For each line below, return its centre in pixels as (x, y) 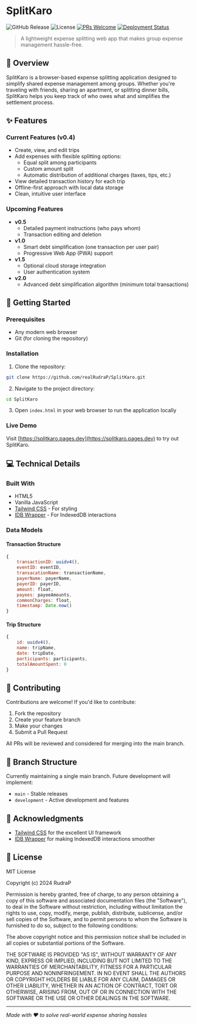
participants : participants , (52, 659)
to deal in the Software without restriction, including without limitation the (94, 907)
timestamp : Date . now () (44, 606)
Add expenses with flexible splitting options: (68, 156)
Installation (23, 353)
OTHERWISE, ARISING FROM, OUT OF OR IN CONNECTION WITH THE (91, 992)
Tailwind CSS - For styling (46, 508)
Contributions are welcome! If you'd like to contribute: (71, 702)
